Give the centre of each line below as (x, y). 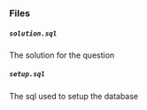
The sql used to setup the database (74, 96)
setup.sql (27, 75)
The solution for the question (62, 55)
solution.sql (33, 34)
